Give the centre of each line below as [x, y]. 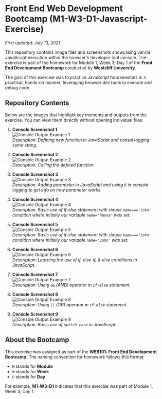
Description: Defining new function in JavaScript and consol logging [81, 140]
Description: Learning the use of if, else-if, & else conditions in [74, 260]
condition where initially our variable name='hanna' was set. [71, 215]
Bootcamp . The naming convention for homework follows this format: [75, 357]
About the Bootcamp [37, 340]
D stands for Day [28, 377]
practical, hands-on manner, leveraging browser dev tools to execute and [79, 82]
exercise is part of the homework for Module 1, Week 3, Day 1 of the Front [79, 63]
